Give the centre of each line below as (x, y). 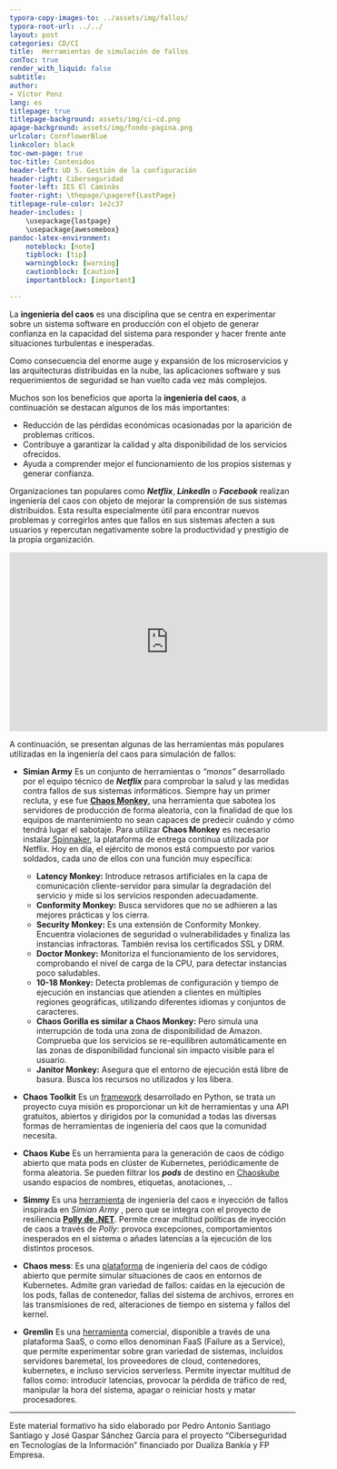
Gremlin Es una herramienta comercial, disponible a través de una (146, 1332)
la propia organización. (52, 539)
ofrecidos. (42, 454)
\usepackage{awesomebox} (73, 229)
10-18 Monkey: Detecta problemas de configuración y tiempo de (158, 982)
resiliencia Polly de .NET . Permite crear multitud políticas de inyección (154, 1219)
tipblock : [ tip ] (57, 255)
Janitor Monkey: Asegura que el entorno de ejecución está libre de (162, 1069)
